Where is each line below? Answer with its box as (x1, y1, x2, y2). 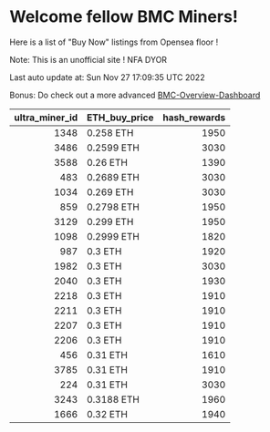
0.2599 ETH (86, 141, 140, 154)
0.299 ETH (86, 215, 134, 228)
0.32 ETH (86, 407, 128, 420)
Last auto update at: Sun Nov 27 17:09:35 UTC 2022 (9, 71, 205, 83)
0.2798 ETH (86, 201, 140, 213)
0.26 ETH (86, 156, 128, 169)
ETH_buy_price (86, 111, 154, 124)
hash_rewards (162, 111, 226, 124)
